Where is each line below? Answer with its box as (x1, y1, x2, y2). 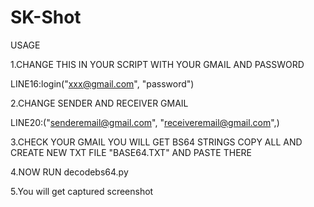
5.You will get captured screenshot (10, 185, 154, 197)
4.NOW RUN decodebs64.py (10, 166, 129, 178)
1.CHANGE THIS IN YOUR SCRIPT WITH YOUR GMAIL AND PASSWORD (10, 58, 305, 70)
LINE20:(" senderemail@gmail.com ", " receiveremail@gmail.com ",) (10, 116, 280, 128)
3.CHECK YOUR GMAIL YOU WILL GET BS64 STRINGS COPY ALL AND (10, 136, 303, 148)
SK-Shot (10, 6, 82, 29)
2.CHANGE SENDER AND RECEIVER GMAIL (10, 97, 189, 109)
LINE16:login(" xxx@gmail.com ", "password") (10, 77, 195, 90)
